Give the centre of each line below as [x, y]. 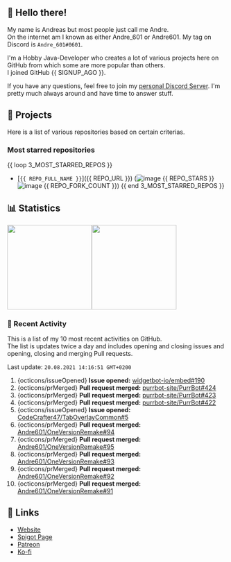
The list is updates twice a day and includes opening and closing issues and [115, 346]
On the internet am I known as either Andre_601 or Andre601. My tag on [109, 37]
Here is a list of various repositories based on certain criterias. [96, 132]
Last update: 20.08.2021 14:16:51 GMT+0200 [69, 367]
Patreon [28, 544]
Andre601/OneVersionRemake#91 [65, 491]
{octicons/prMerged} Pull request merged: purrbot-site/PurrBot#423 [117, 395]
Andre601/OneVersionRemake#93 [66, 461]
